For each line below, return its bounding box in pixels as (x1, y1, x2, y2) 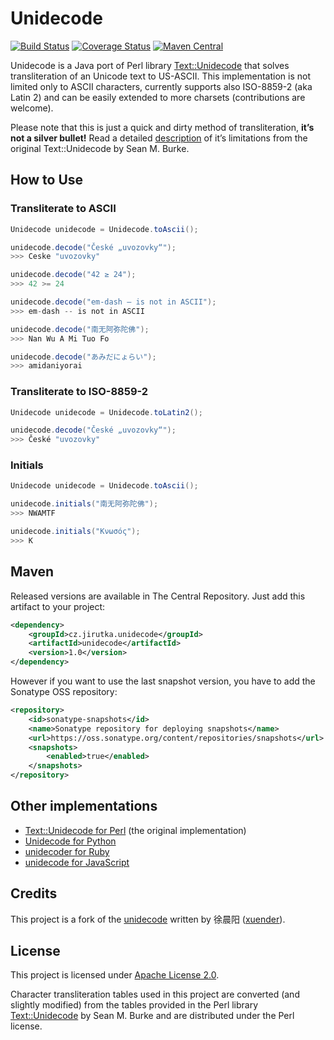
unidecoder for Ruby (24, 845, 110, 857)
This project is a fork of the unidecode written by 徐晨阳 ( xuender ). (10, 913, 286, 925)
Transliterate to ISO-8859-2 (10, 385, 149, 399)
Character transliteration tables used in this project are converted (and (10, 988, 300, 1001)
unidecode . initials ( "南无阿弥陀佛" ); (10, 499, 159, 509)
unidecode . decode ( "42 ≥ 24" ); (10, 270, 137, 280)
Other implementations (10, 798, 158, 815)
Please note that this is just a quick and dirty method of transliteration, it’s (10, 121, 315, 133)
